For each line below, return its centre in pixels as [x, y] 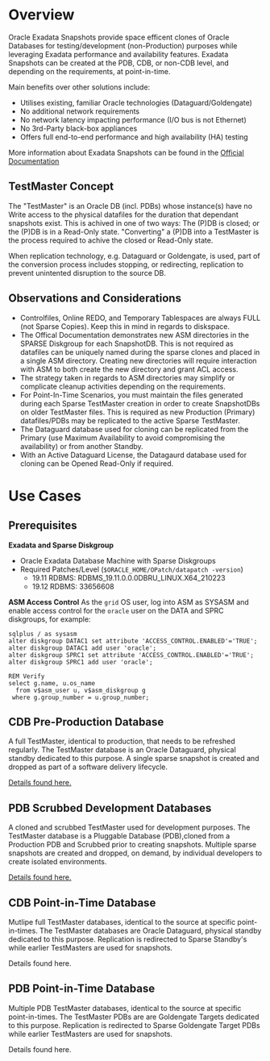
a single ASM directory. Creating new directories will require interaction [138, 360]
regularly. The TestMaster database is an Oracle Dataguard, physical [122, 750]
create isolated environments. [58, 862]
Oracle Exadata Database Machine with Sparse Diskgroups [118, 560]
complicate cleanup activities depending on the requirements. [123, 386]
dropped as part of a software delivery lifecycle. [88, 767]
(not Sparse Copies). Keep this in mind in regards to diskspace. [125, 326]
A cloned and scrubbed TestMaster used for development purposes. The [129, 827]
